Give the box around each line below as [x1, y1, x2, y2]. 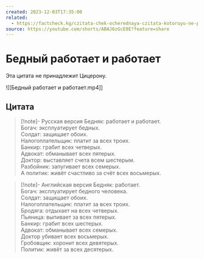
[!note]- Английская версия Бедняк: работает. [20, 181, 141, 188]
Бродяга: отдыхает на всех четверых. [20, 207, 119, 214]
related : [5, 15, 28, 21]
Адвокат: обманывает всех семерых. [20, 226, 118, 233]
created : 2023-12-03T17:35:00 [5, 9, 83, 15]
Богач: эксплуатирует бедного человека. [20, 188, 128, 195]
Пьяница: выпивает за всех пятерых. [20, 213, 117, 221]
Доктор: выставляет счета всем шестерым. [20, 156, 135, 164]
